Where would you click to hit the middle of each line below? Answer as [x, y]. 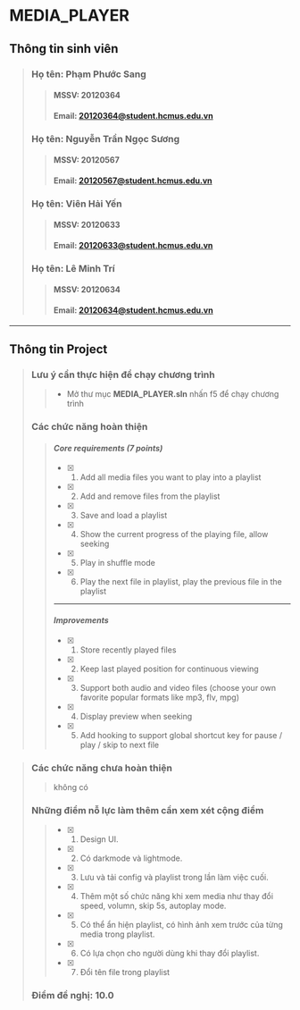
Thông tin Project [58, 349]
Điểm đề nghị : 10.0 [72, 996]
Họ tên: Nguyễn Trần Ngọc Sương [105, 139]
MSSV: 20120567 [87, 160]
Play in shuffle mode [118, 563]
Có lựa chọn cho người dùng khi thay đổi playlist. [170, 954]
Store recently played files [128, 650]
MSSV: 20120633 [87, 225]
